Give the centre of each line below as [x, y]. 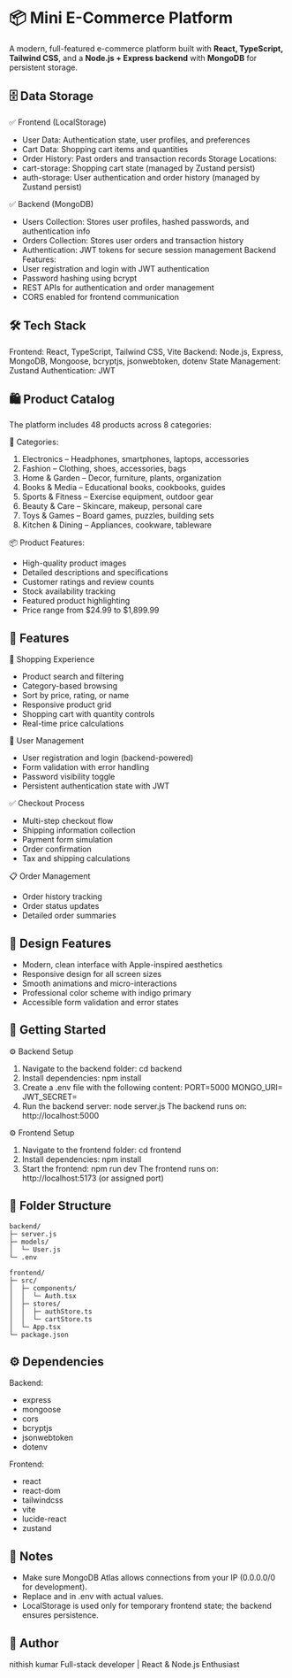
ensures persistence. [60, 1615]
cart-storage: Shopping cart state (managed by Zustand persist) [139, 168]
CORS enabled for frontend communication [100, 296]
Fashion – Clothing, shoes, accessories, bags [104, 469]
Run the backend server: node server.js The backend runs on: [134, 1106]
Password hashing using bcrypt [79, 278]
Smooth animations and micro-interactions [99, 983]
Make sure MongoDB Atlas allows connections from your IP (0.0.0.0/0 [149, 1578]
